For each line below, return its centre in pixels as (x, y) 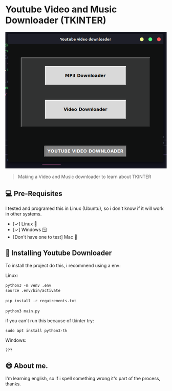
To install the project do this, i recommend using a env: (63, 265)
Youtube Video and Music (61, 9)
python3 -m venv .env (28, 285)
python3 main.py (23, 311)
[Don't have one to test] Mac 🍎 (45, 237)
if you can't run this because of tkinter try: (50, 320)
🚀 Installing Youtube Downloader (59, 253)
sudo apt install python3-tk (36, 330)
